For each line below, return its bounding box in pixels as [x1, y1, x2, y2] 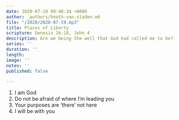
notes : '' [6, 62, 30, 69]
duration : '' [6, 47, 38, 52]
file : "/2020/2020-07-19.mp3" [6, 19, 80, 25]
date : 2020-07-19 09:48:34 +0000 [6, 8, 87, 15]
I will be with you [14, 108, 55, 115]
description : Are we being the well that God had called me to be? [6, 36, 174, 41]
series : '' [6, 41, 33, 47]
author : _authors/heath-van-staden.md [6, 14, 100, 20]
